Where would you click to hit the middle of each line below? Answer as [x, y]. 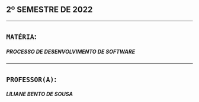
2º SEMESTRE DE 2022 [49, 10]
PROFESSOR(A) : [31, 79]
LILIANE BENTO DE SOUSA [39, 94]
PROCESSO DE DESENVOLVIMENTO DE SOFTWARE [70, 51]
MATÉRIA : [22, 37]
